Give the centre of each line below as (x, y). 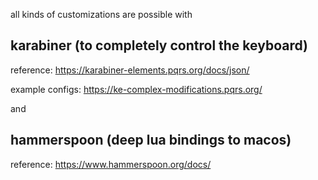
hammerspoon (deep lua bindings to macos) (151, 140)
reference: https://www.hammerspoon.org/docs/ (111, 164)
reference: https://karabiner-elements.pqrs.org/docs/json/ (130, 70)
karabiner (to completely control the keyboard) (159, 45)
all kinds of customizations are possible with (101, 14)
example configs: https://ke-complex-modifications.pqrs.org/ (136, 89)
